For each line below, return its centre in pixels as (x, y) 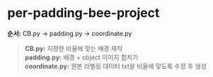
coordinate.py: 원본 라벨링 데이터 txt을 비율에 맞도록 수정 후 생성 (115, 66)
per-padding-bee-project (84, 13)
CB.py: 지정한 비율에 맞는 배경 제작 (74, 48)
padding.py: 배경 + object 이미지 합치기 (81, 57)
